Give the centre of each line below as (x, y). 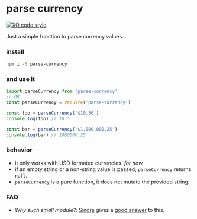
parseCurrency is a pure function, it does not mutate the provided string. (102, 182)
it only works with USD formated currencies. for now (79, 163)
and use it (21, 79)
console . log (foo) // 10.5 (38, 118)
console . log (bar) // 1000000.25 (46, 135)
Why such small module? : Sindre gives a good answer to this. (90, 210)
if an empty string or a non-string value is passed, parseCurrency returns (103, 169)
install (15, 51)
